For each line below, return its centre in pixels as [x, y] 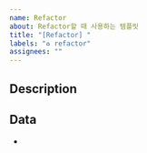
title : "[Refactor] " [50, 35]
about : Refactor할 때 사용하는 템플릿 [74, 26]
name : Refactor [38, 18]
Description [43, 89]
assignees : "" [36, 52]
